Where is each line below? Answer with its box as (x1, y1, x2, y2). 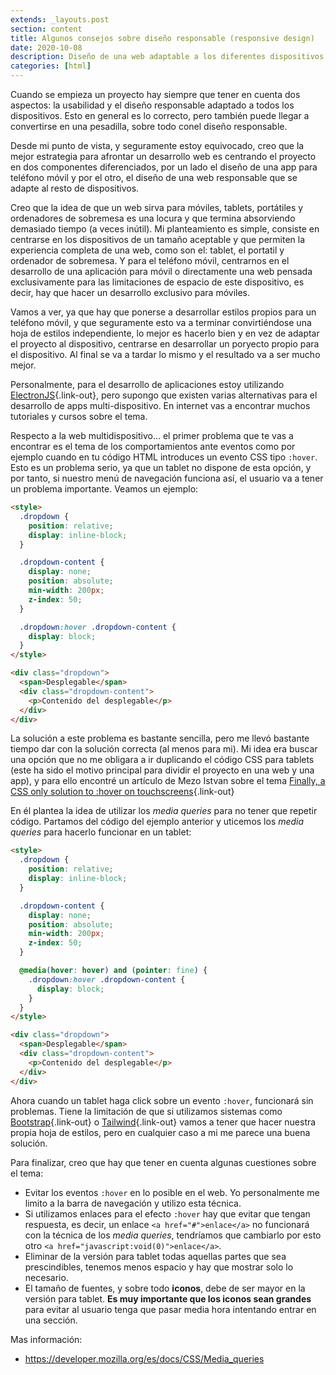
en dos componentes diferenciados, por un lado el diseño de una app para (10, 161, 318, 173)
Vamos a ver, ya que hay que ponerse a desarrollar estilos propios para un (10, 306, 317, 318)
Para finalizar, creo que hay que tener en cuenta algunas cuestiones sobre (10, 1156, 317, 1168)
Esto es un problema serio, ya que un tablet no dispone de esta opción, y (10, 462, 312, 473)
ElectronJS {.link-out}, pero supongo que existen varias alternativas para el (10, 389, 318, 401)
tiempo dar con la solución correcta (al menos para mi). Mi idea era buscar (10, 743, 318, 755)
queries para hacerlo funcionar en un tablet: (10, 826, 192, 838)
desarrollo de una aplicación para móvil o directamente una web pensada (10, 266, 313, 277)
